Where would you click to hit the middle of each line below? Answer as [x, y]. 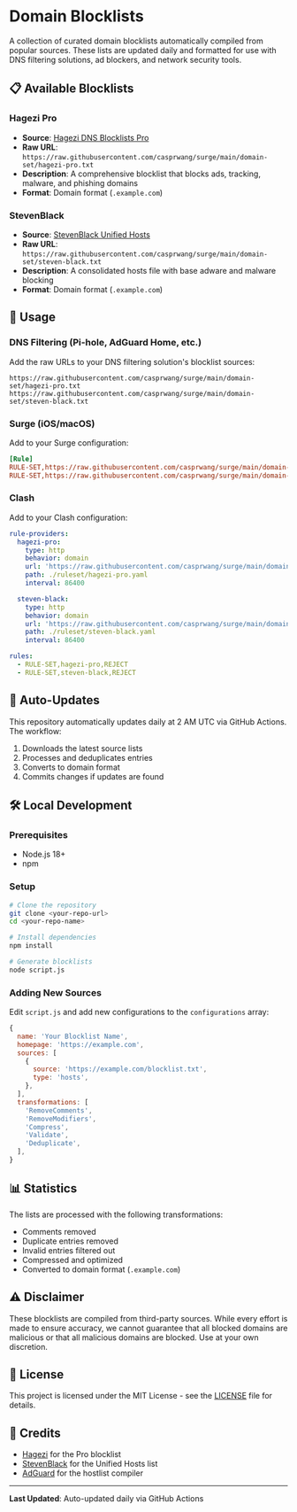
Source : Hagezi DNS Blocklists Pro [85, 137]
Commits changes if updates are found [93, 776]
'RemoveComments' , [59, 1110]
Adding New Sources [55, 992]
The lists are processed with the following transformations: [116, 1214]
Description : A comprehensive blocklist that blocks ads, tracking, [141, 174]
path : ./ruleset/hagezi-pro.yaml [87, 575]
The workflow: [35, 731]
